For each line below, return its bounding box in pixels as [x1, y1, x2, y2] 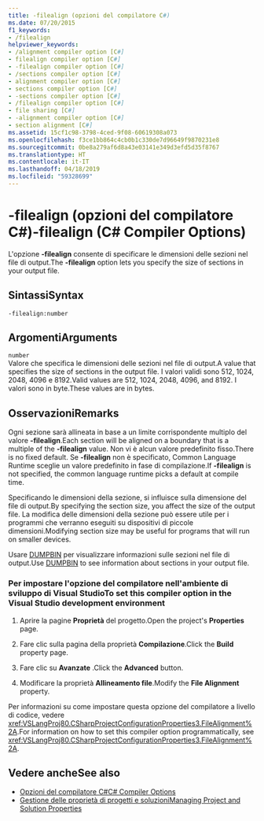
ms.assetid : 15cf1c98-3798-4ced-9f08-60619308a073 [8, 128, 178, 136]
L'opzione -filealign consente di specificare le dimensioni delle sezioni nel [8, 249, 248, 258]
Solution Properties [19, 804, 82, 813]
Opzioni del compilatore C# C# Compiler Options [19, 787, 176, 797]
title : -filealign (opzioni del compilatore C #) [8, 11, 170, 20]
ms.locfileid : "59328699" [8, 172, 93, 181]
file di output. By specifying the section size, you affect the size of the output [8, 501, 255, 511]
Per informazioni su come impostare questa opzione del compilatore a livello [8, 701, 255, 711]
